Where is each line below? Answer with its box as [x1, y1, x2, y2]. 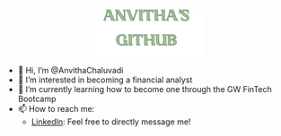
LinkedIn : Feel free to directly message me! [31, 116, 191, 127]
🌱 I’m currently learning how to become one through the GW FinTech [17, 84, 272, 95]
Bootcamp [17, 94, 57, 105]
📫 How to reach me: [17, 104, 95, 115]
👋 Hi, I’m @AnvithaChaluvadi [17, 65, 124, 76]
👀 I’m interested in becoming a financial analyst [17, 74, 193, 85]
